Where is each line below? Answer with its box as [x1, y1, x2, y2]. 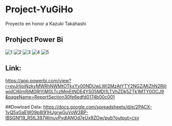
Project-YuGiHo [5, 4, 73, 15]
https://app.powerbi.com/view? [5, 77, 72, 83]
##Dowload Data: [5, 103, 42, 110]
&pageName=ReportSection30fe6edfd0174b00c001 [5, 94, 115, 100]
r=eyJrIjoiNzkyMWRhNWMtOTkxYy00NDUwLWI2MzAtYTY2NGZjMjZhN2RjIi [5, 83, 167, 89]
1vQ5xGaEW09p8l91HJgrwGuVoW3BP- [5, 109, 89, 115]
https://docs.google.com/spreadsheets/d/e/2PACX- [43, 103, 153, 110]
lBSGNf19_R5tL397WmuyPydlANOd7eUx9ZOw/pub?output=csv [5, 114, 140, 121]
